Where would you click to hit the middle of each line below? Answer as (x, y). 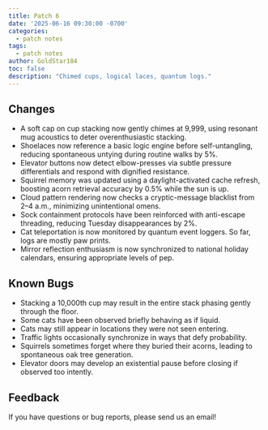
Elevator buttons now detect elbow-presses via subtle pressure (126, 163)
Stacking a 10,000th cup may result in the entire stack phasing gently (135, 303)
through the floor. (49, 312)
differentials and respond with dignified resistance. (105, 172)
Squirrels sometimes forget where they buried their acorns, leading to (136, 346)
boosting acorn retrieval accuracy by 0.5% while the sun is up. (124, 189)
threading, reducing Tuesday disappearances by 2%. (108, 223)
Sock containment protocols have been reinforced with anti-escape (132, 215)
